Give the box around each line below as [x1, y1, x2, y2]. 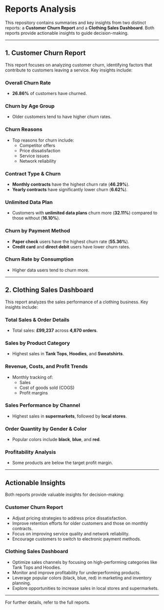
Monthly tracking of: [12, 374, 53, 380]
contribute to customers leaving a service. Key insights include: [5, 67, 133, 73]
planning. [12, 580, 31, 586]
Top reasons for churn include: [12, 137, 74, 143]
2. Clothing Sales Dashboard [5, 286, 94, 294]
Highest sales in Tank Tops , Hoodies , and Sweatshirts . [12, 351, 124, 357]
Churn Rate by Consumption [5, 256, 74, 263]
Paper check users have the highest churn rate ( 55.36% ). [12, 239, 129, 244]
